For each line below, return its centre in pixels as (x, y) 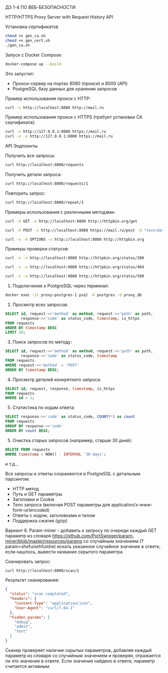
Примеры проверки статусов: (37, 249)
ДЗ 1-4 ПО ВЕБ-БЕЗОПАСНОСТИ (40, 7)
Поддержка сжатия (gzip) (40, 520)
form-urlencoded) (31, 510)
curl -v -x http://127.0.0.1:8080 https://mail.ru (59, 137)
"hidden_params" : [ (30, 617)
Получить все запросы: (30, 156)
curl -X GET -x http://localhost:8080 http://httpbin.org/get (71, 221)
